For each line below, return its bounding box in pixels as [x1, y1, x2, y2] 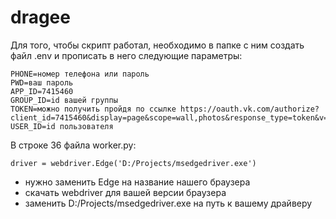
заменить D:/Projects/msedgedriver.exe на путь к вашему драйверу [24, 197, 313, 209]
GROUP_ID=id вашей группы [10, 95, 118, 105]
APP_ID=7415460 [10, 86, 74, 96]
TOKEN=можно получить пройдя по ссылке [10, 104, 177, 114]
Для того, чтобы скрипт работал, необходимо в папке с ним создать [10, 39, 305, 51]
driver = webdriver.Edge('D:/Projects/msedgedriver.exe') [10, 158, 257, 168]
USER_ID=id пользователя [10, 121, 114, 131]
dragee [10, 6, 71, 29]
